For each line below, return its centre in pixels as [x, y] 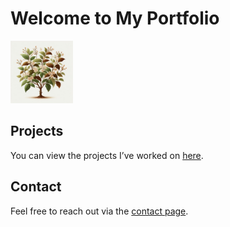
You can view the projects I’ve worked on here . [107, 155]
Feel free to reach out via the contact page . [99, 211]
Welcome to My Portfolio [115, 18]
